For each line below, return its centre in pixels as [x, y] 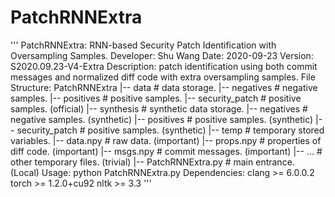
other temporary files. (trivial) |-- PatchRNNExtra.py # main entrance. [152, 162]
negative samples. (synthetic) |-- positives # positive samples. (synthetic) [162, 119]
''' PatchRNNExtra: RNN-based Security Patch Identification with [143, 45]
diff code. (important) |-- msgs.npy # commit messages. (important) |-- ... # [166, 151]
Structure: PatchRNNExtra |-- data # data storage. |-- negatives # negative [164, 87]
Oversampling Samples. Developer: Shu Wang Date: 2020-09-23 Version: [162, 55]
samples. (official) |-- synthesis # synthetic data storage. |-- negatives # [159, 108]
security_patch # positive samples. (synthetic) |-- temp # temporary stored [170, 130]
